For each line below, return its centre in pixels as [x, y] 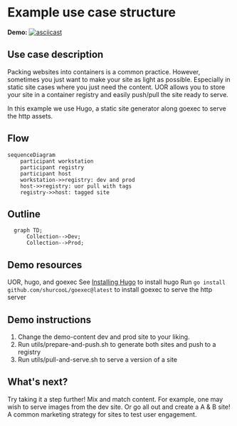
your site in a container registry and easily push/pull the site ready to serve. [118, 94]
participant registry [52, 167]
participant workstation [57, 161]
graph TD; [28, 230]
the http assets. [30, 116]
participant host [46, 173]
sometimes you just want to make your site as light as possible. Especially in [119, 79]
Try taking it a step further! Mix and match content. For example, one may [115, 399]
